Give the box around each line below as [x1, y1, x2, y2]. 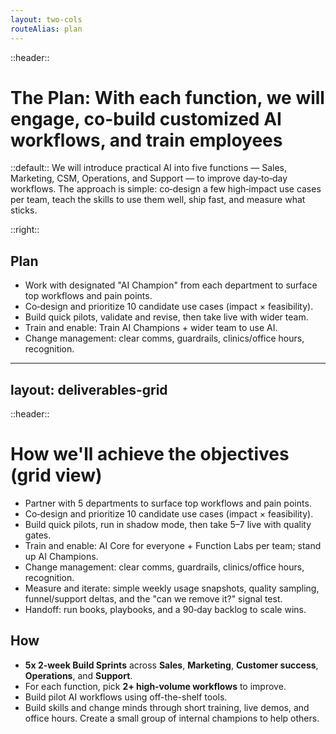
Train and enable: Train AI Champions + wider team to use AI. [24, 322, 278, 334]
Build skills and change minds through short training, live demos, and [24, 701, 310, 713]
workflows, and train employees [10, 129, 283, 151]
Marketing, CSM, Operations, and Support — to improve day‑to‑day [10, 172, 288, 185]
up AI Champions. [24, 551, 99, 562]
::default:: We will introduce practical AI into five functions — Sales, [10, 162, 287, 174]
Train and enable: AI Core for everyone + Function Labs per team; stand [24, 540, 322, 551]
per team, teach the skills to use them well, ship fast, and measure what [10, 194, 306, 206]
